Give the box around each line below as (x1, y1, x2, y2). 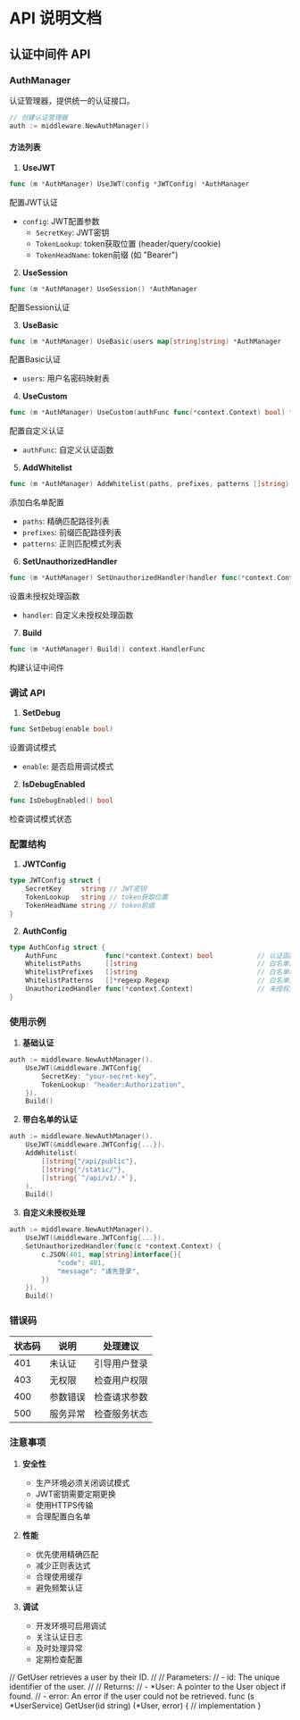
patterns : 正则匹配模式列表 (21, 538, 122, 550)
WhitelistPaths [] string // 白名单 (25, 960, 290, 969)
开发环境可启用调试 (35, 1620, 107, 1631)
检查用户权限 (94, 1373, 149, 1386)
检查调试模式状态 (9, 814, 72, 824)
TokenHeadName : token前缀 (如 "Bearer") (35, 249, 179, 260)
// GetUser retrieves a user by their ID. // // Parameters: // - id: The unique (9, 1672, 280, 1682)
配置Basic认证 (9, 354, 61, 365)
